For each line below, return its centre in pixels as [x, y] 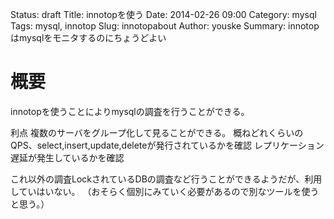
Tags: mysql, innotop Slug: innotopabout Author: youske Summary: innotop [165, 26]
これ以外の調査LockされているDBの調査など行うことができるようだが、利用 [166, 179]
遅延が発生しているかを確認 [67, 157]
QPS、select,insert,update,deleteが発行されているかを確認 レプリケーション [167, 145]
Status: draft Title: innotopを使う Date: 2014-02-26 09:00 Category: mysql [163, 14]
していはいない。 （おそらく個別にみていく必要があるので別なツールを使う [165, 191]
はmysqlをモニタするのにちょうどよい [88, 37]
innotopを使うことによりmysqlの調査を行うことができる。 [130, 111]
